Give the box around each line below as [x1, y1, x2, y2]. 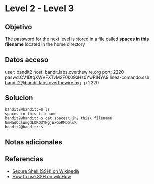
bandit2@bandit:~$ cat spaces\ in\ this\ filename [5, 115, 112, 121]
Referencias [5, 155, 44, 163]
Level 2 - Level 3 [5, 3, 74, 14]
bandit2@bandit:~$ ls [5, 107, 50, 112]
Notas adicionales [5, 138, 62, 147]
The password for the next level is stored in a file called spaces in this [5, 36, 149, 42]
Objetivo [5, 23, 32, 31]
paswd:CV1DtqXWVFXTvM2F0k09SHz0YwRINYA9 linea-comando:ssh [5, 74, 150, 80]
